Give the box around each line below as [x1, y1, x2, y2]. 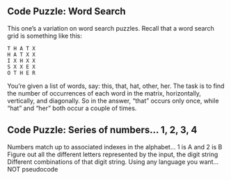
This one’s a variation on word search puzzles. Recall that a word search [7, 24, 214, 32]
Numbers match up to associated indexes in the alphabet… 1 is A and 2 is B [7, 142, 223, 151]
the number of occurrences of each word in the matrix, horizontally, [7, 89, 202, 97]
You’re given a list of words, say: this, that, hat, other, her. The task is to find [7, 82, 225, 90]
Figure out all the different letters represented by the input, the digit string [7, 150, 218, 158]
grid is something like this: [7, 31, 82, 40]
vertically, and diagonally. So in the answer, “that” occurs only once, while [7, 96, 219, 105]
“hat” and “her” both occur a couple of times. [7, 104, 137, 112]
